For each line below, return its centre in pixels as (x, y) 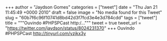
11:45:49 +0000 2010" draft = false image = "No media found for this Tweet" (84, 12)
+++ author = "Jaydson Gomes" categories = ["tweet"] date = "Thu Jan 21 (82, 7)
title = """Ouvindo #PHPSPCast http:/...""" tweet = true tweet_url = (73, 23)
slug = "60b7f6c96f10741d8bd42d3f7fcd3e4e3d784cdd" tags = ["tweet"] (81, 18)
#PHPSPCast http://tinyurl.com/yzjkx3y (46, 33)
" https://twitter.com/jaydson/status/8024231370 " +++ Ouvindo (70, 28)
